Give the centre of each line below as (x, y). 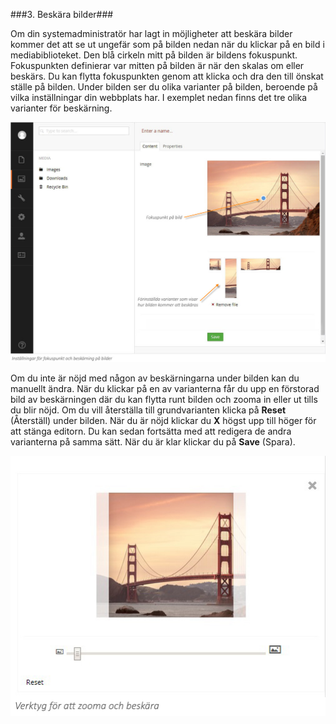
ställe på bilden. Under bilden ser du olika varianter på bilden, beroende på (164, 87)
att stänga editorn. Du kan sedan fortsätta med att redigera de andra (151, 431)
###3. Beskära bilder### (62, 14)
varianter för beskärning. (61, 108)
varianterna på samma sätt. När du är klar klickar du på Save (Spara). (153, 442)
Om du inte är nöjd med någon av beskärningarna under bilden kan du (155, 378)
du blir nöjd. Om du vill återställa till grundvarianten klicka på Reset (148, 410)
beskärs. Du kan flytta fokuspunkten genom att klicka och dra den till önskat (167, 76)
